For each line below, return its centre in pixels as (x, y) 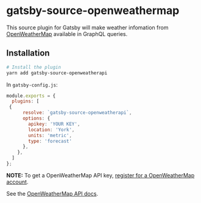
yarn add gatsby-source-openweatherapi (57, 73)
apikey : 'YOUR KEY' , (54, 124)
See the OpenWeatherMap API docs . (52, 193)
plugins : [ (26, 101)
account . (17, 182)
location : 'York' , (51, 130)
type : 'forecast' (50, 141)
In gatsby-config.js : (32, 84)
